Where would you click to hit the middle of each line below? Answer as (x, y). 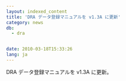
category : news (25, 22)
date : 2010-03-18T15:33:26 (39, 49)
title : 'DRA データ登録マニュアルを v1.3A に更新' (64, 17)
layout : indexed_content (37, 11)
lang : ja (17, 55)
